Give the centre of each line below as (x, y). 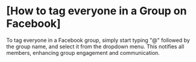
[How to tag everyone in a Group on (96, 11)
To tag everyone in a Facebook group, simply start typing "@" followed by (98, 40)
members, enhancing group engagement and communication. (83, 52)
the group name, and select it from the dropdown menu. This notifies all (95, 46)
